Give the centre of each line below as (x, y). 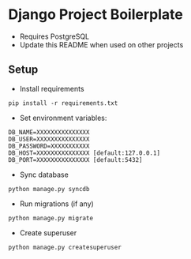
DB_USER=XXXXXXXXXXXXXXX (49, 139)
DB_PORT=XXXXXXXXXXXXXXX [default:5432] (76, 160)
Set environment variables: (63, 118)
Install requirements (52, 88)
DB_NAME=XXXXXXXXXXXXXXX (49, 132)
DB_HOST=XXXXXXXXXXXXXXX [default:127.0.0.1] (84, 153)
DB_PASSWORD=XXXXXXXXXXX (49, 146)
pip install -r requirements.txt (63, 103)
